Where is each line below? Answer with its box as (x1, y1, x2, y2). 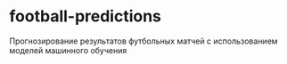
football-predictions (9, 6, 162, 27)
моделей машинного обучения (9, 44, 127, 55)
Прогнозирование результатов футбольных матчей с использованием (9, 36, 278, 46)
